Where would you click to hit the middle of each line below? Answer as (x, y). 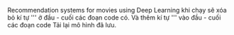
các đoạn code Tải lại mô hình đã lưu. (62, 25)
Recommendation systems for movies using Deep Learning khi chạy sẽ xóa (117, 10)
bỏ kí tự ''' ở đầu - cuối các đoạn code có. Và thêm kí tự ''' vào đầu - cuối (114, 17)
